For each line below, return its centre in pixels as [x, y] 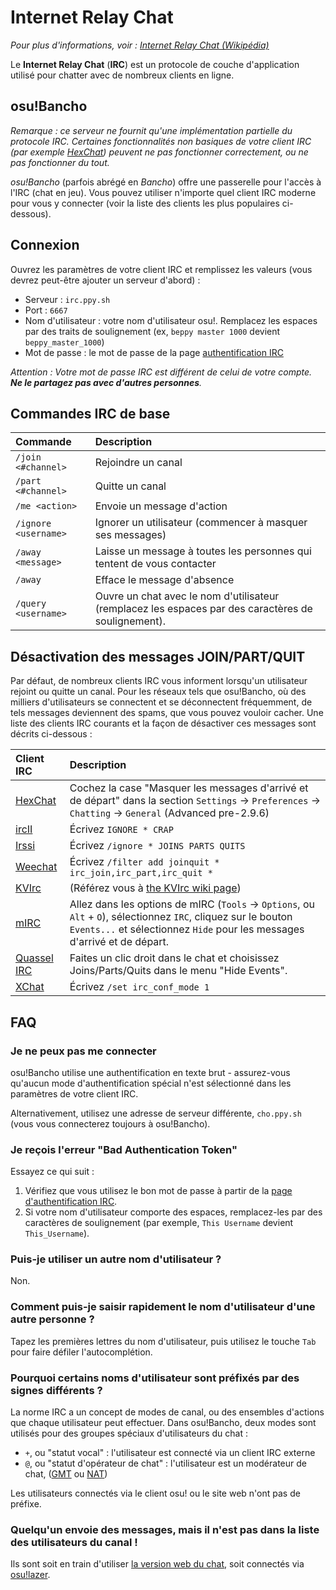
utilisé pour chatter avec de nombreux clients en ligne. [122, 75]
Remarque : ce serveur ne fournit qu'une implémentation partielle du [151, 130]
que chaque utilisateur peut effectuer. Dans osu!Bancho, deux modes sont [163, 1423]
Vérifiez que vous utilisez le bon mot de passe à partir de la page [158, 1191]
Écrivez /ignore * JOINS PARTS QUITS [157, 846]
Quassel [34, 958]
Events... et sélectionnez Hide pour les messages [187, 929]
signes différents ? [56, 1390]
